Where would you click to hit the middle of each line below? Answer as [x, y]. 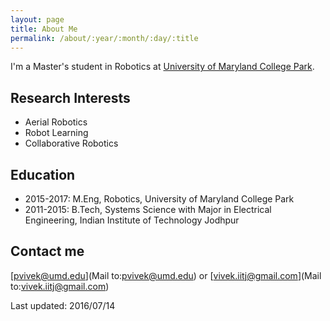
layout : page [37, 19]
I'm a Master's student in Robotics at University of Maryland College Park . [162, 67]
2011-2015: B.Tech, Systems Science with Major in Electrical [148, 209]
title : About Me [44, 29]
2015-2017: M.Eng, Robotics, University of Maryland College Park [159, 199]
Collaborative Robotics [71, 143]
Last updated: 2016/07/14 [63, 305]
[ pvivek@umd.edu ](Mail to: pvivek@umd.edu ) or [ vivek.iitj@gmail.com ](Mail [166, 275]
